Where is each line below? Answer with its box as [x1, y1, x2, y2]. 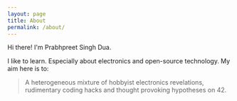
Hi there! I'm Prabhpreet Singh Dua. [7, 43, 112, 52]
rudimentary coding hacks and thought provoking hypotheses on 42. [24, 86, 227, 95]
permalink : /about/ [7, 23, 65, 31]
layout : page [7, 10, 46, 18]
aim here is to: [7, 65, 49, 73]
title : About [7, 17, 46, 24]
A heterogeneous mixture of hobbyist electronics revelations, [24, 78, 204, 87]
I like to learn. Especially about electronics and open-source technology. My [7, 57, 231, 65]
